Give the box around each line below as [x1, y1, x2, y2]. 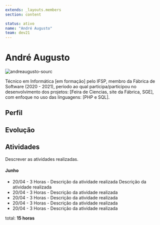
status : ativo [5, 21, 35, 26]
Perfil [5, 109, 22, 117]
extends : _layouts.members [5, 7, 61, 13]
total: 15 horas [5, 215, 35, 221]
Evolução [5, 126, 35, 134]
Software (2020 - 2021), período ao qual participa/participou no [5, 84, 136, 90]
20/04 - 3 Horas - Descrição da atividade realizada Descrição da [12, 178, 146, 184]
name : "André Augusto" [5, 26, 52, 31]
